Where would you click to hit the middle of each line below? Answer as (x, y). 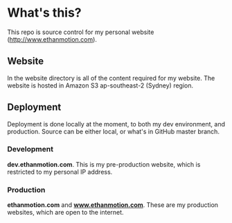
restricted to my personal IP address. (60, 172)
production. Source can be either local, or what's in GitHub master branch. (114, 131)
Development (30, 149)
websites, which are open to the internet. (65, 213)
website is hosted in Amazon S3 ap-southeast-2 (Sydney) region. (100, 85)
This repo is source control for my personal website (81, 32)
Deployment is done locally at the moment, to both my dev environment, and (116, 124)
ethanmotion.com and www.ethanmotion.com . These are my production (113, 205)
